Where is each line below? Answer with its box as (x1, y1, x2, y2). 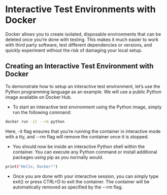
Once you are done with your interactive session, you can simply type (12, 173, 159, 179)
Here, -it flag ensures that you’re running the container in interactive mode (5, 128, 161, 134)
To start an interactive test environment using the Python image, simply (12, 104, 162, 110)
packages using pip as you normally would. (12, 154, 104, 160)
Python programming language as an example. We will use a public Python (5, 89, 161, 95)
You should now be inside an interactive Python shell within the (12, 143, 145, 149)
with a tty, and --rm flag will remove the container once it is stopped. (5, 133, 149, 140)
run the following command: (12, 109, 72, 115)
